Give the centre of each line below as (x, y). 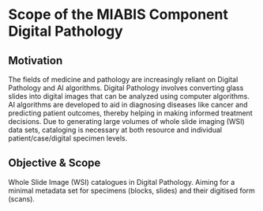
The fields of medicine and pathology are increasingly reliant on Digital (123, 79)
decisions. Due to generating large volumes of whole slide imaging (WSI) (126, 121)
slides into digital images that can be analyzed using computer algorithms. (129, 96)
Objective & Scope (54, 163)
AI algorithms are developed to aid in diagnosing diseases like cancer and (128, 105)
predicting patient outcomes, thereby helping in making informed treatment (130, 113)
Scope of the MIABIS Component (118, 15)
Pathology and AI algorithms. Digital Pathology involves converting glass (126, 88)
